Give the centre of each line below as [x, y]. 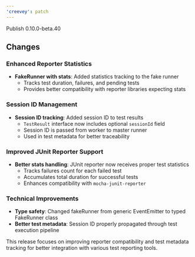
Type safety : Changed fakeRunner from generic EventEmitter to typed [100, 212]
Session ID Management [42, 105]
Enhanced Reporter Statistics [49, 64]
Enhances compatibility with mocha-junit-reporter [85, 183]
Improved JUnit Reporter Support [55, 151]
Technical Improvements [42, 199]
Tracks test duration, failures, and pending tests [81, 83]
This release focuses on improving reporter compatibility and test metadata [97, 242]
